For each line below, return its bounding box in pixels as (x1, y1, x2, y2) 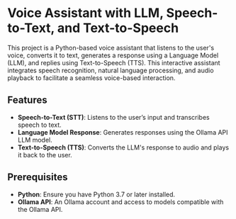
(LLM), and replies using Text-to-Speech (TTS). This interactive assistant (7, 58, 221, 67)
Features (7, 94, 47, 106)
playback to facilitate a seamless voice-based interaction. (7, 73, 176, 82)
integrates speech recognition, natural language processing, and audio (7, 66, 214, 74)
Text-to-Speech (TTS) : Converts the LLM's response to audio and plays (17, 143, 229, 152)
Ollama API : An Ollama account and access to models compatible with (17, 197, 224, 206)
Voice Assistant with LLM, (7, 5, 164, 21)
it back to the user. (17, 150, 72, 159)
